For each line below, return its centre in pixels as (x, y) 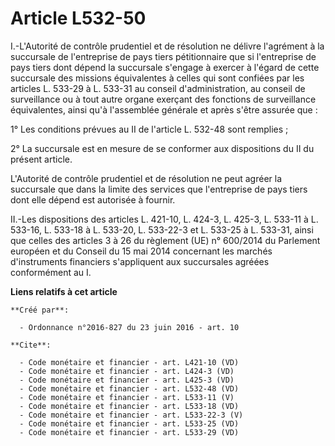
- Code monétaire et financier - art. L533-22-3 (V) (131, 415)
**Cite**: (31, 345)
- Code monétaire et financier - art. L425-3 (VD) (127, 380)
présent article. (41, 159)
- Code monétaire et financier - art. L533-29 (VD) (129, 432)
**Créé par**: (40, 310)
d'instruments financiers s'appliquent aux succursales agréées (140, 261)
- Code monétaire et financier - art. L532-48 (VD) (129, 388)
